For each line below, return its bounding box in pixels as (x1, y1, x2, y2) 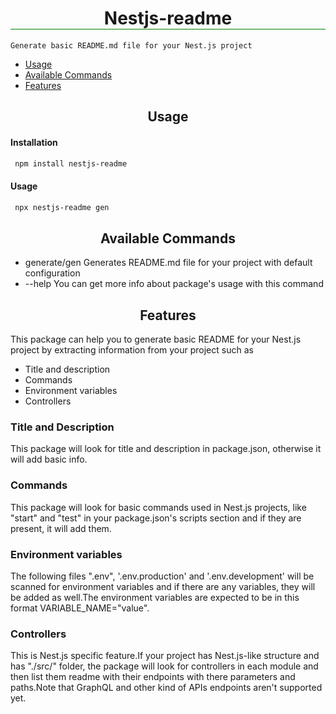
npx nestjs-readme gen (14, 202, 110, 212)
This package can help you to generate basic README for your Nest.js (10, 333, 302, 346)
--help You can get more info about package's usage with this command (24, 278, 324, 290)
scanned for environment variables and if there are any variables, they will (10, 581, 316, 592)
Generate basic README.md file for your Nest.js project (10, 40, 253, 51)
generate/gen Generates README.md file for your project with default (24, 257, 313, 269)
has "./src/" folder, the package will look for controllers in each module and (10, 660, 319, 672)
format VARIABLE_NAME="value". (10, 602, 150, 614)
